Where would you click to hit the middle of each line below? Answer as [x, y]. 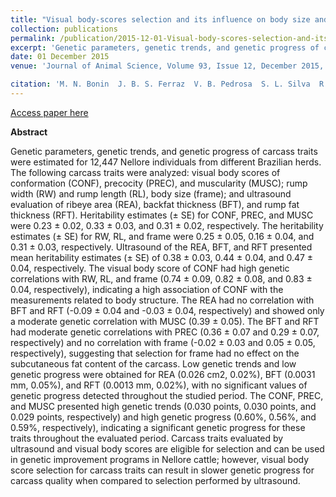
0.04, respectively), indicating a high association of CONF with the [147, 289]
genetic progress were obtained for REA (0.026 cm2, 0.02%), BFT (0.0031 [163, 374]
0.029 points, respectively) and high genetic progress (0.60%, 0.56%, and [163, 417]
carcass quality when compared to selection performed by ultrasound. [155, 480]
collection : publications [64, 29]
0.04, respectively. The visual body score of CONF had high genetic [150, 268]
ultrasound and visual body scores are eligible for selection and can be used [167, 448]
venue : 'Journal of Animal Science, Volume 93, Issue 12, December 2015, [167, 66]
